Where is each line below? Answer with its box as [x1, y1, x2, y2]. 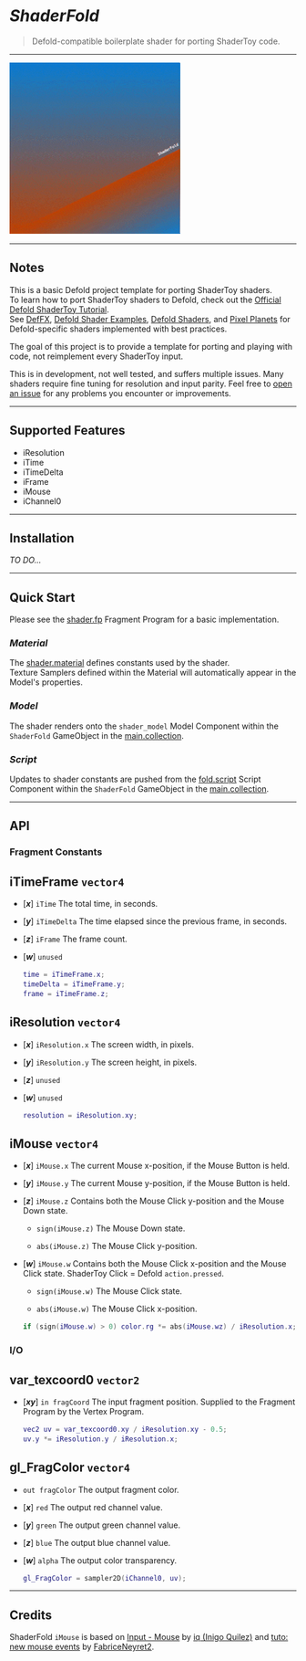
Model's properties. [9, 677, 84, 688]
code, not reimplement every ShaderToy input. [9, 351, 184, 362]
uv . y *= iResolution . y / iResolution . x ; [22, 1435, 179, 1444]
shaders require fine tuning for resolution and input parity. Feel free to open [9, 378, 293, 389]
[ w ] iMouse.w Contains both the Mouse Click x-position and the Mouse [22, 1258, 287, 1269]
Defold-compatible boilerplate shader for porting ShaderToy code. [31, 36, 280, 47]
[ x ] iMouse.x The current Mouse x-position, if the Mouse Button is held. [22, 1161, 290, 1172]
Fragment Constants [9, 846, 103, 858]
